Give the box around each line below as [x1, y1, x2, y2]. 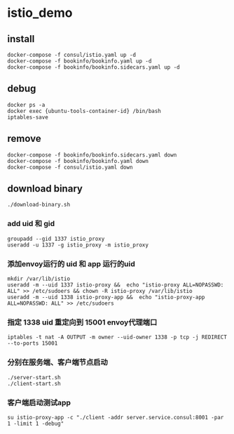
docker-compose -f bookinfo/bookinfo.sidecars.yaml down [7, 151, 177, 159]
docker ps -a [7, 101, 46, 108]
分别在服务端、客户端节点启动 [7, 357, 109, 367]
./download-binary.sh [7, 202, 71, 209]
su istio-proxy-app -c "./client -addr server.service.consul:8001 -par [7, 414, 224, 421]
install [7, 33, 35, 45]
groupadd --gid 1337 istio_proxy [7, 235, 105, 242]
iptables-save [7, 114, 49, 121]
